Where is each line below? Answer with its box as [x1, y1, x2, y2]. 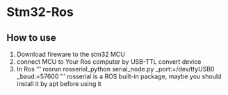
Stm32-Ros [6, 4, 74, 20]
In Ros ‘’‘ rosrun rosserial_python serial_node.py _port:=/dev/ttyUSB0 [16, 65, 215, 73]
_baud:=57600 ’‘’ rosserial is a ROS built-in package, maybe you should [16, 72, 222, 80]
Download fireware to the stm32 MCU [16, 50, 126, 58]
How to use [6, 32, 56, 44]
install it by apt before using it [16, 80, 101, 87]
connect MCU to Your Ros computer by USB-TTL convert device [16, 58, 202, 66]
